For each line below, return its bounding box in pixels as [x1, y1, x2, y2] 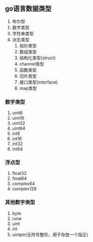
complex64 [12, 181, 35, 187]
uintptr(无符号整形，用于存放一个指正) [12, 231, 89, 237]
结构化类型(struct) [19, 55, 56, 61]
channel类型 [19, 61, 44, 67]
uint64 [12, 125, 26, 131]
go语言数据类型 [5, 4, 52, 13]
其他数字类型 [5, 199, 36, 206]
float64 [12, 175, 27, 181]
